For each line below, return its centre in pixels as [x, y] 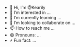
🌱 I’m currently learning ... [35, 18]
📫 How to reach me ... [32, 28]
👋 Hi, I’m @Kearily [27, 7]
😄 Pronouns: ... [25, 35]
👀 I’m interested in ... [30, 12]
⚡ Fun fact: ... [23, 40]
